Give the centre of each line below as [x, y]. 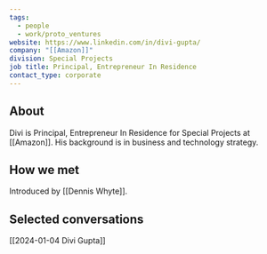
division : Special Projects [61, 59]
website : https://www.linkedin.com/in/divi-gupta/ [105, 42]
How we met [44, 170]
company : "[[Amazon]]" [51, 51]
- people [33, 26]
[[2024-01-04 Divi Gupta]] [57, 241]
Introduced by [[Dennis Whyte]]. [69, 191]
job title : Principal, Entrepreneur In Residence [103, 67]
